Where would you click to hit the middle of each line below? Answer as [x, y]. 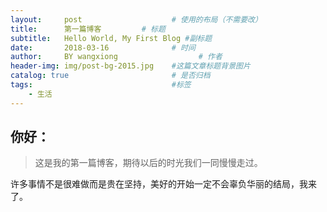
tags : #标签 [101, 85]
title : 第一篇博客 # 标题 [88, 29]
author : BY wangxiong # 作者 [116, 57]
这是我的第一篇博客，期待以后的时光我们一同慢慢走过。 [148, 163]
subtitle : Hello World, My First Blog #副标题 [111, 38]
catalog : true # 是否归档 [110, 76]
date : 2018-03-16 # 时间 [103, 47]
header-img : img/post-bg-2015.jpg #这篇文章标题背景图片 [130, 66]
